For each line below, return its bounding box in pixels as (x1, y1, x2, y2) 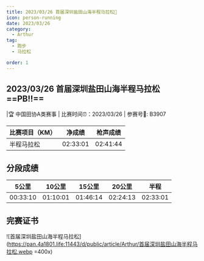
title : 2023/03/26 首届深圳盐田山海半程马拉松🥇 (6, 9, 118, 15)
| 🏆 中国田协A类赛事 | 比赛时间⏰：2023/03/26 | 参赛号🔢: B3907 (6, 110, 166, 118)
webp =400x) (18, 248, 53, 256)
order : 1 (6, 59, 29, 66)
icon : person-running (6, 15, 62, 21)
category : (6, 26, 32, 32)
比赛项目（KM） (9, 129, 57, 137)
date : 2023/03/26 (6, 20, 51, 26)
